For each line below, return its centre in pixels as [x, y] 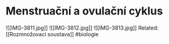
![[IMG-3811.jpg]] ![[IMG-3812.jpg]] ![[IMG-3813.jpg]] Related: [82, 28]
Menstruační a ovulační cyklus [84, 11]
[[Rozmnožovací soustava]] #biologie [52, 34]
